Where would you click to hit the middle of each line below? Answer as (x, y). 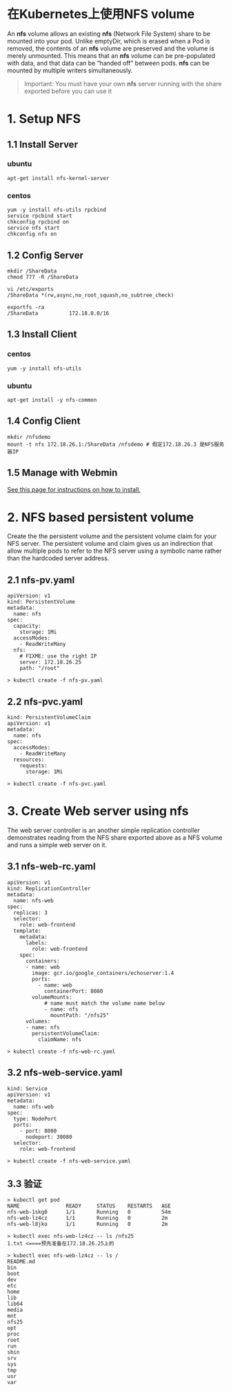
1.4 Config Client (44, 421)
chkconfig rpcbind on (38, 222)
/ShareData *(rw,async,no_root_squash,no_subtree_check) (91, 295)
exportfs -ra (26, 307)
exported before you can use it (68, 91)
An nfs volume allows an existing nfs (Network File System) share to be (109, 33)
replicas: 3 (31, 912)
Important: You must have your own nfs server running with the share (123, 83)
